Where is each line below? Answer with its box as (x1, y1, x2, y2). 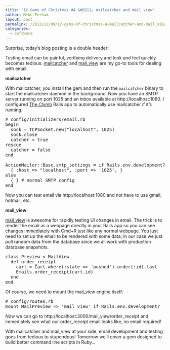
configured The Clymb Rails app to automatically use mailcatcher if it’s (5, 101, 152, 107)
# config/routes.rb (5, 299, 54, 304)
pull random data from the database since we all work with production (5, 239, 151, 244)
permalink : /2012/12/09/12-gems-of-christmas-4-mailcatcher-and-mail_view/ (5, 21, 168, 27)
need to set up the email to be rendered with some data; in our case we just (5, 233, 163, 239)
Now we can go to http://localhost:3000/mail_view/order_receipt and (5, 313, 149, 319)
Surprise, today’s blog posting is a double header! (5, 45, 109, 51)
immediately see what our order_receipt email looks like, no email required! (5, 319, 161, 325)
